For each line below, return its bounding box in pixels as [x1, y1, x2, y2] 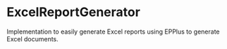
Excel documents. [6, 34, 59, 43]
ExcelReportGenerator [6, 4, 140, 20]
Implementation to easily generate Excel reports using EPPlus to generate [6, 27, 220, 36]
